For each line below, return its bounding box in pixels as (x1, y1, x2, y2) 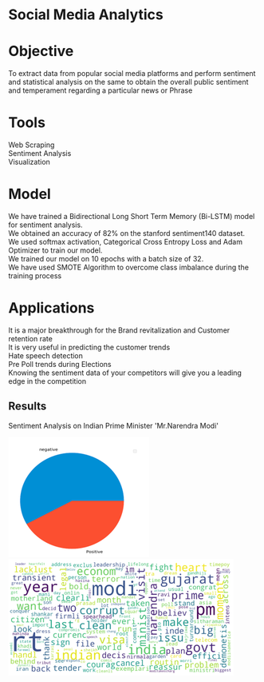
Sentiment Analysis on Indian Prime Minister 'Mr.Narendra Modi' (8, 421, 219, 430)
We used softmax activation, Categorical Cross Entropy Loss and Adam (8, 237, 243, 246)
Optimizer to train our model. (8, 245, 103, 255)
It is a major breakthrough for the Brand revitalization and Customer (8, 325, 231, 335)
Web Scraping (8, 140, 55, 150)
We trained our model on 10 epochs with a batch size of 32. (8, 254, 204, 263)
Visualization (8, 158, 50, 167)
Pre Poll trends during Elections (8, 359, 112, 369)
